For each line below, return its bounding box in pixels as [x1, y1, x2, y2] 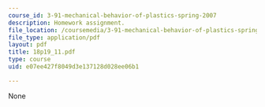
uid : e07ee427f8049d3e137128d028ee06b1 [8, 63, 140, 71]
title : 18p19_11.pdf [8, 48, 77, 56]
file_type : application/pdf [8, 33, 101, 42]
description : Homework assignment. [8, 19, 125, 27]
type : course [8, 56, 51, 64]
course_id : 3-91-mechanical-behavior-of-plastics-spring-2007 [8, 11, 217, 20]
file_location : [8, 26, 58, 34]
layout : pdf [8, 41, 47, 49]
